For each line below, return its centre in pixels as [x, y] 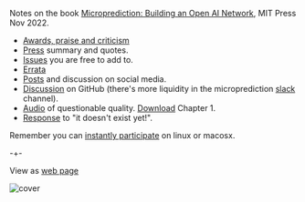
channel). [41, 98]
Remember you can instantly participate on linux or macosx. [122, 135]
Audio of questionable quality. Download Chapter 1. [119, 108]
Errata [34, 69]
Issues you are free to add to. [78, 60]
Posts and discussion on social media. [95, 79]
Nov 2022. [29, 23]
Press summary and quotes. [75, 50]
